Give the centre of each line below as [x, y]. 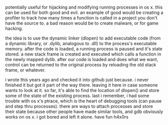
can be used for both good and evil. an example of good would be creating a [84, 12]
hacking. [14, 28]
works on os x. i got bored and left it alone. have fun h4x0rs [67, 117]
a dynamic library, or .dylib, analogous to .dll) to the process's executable [81, 43]
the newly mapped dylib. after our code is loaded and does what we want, [82, 59]
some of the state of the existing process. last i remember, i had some [77, 95]
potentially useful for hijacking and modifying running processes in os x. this [84, 7]
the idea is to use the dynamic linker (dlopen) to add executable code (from [83, 38]
